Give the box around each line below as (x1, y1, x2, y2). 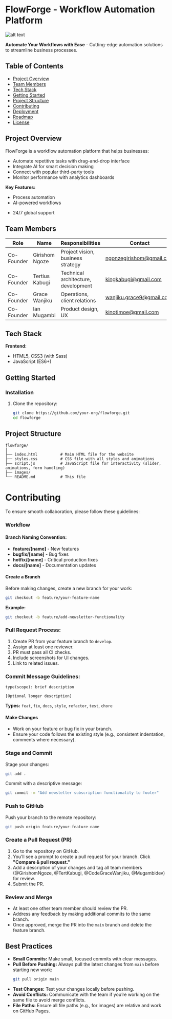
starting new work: (12, 967, 53, 973)
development (60, 282, 92, 289)
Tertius (33, 272, 50, 280)
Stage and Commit (5, 750, 53, 757)
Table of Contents (5, 62, 64, 70)
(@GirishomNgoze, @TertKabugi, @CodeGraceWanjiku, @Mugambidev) (12, 870, 165, 876)
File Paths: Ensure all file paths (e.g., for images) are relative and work (12, 1002, 161, 1008)
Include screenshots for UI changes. (12, 654, 90, 661)
